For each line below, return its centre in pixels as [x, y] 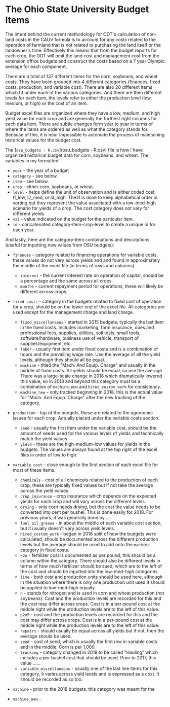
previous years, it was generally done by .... [66, 517]
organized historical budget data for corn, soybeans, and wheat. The [77, 155]
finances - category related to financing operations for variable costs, [85, 255]
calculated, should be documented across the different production [89, 539]
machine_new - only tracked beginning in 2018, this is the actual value [91, 392]
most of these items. [34, 470]
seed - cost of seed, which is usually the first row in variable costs [89, 641]
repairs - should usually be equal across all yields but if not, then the [92, 630]
